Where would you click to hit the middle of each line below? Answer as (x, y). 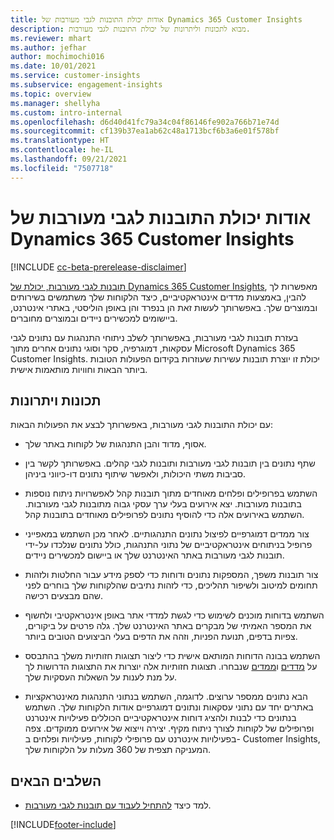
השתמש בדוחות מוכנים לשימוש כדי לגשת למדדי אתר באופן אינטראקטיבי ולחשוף (174, 615)
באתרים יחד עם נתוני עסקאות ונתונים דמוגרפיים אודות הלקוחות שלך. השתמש (169, 707)
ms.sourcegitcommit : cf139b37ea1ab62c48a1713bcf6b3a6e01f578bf (145, 131)
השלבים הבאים (56, 781)
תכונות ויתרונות (56, 400)
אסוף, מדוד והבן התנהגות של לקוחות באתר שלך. (115, 444)
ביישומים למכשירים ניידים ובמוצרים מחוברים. (94, 318)
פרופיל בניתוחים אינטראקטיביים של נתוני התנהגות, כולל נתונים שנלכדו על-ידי (168, 545)
